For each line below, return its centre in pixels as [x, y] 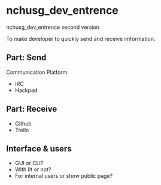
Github [23, 123]
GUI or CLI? [29, 163]
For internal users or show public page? [64, 176]
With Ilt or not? [33, 169]
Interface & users [39, 149]
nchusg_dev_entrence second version [53, 27]
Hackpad [26, 90]
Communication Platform [37, 72]
